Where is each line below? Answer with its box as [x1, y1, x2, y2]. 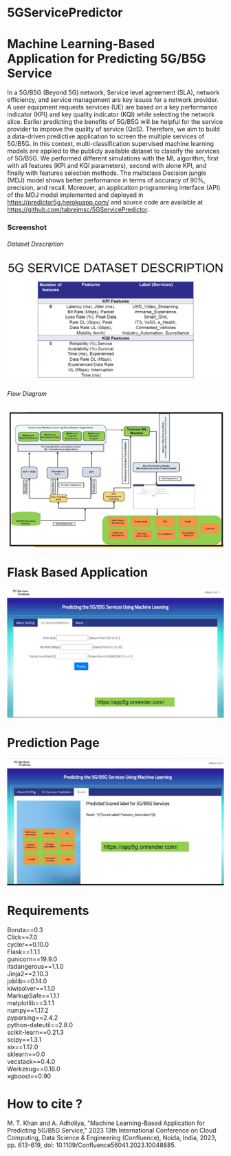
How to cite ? [7, 1096, 82, 1111]
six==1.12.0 [7, 1042, 38, 1051]
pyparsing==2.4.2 [7, 1013, 58, 1022]
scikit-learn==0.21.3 [7, 1028, 64, 1036]
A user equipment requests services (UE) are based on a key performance [7, 103, 218, 112]
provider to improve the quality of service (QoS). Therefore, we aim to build [7, 125, 220, 134]
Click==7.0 [7, 933, 38, 941]
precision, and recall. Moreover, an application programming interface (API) [7, 184, 221, 192]
